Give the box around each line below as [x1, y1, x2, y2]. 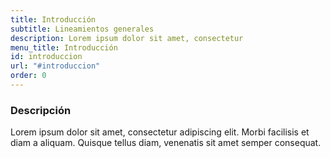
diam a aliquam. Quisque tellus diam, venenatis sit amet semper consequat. [10, 137, 322, 149]
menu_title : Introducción [10, 42, 118, 53]
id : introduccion [10, 52, 83, 62]
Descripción [10, 103, 72, 117]
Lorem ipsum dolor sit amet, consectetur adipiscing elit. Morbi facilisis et [10, 126, 310, 138]
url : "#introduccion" [10, 61, 101, 71]
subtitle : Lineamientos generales [10, 24, 155, 34]
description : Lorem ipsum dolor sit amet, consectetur [10, 33, 244, 43]
